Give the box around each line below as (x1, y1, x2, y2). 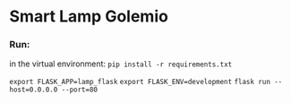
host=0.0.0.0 (9, 85, 58, 95)
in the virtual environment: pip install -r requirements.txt (9, 58, 233, 69)
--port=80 (61, 85, 98, 95)
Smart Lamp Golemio (9, 6, 168, 27)
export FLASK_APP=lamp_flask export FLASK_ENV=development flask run (9, 78, 271, 87)
